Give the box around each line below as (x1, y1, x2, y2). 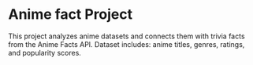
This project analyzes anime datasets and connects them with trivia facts (8, 31, 246, 41)
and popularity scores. (8, 48, 81, 57)
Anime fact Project (8, 5, 133, 23)
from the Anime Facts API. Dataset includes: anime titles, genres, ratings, (8, 39, 245, 49)
